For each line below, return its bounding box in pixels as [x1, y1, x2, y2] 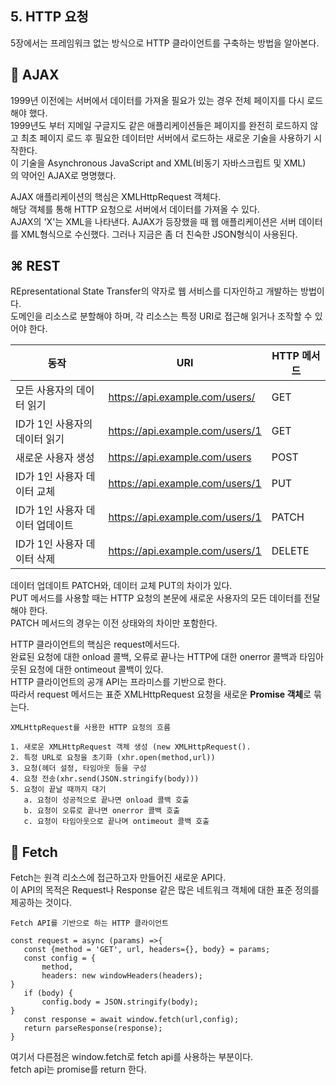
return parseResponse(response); [23, 1023, 163, 1034]
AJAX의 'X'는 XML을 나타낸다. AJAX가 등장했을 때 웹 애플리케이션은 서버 [10, 215, 297, 227]
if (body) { [23, 988, 74, 999]
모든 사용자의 [15, 383, 74, 397]
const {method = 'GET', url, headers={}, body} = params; [23, 945, 271, 955]
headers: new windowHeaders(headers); [41, 971, 203, 981]
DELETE [271, 544, 310, 558]
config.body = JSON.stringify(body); [41, 997, 199, 1007]
